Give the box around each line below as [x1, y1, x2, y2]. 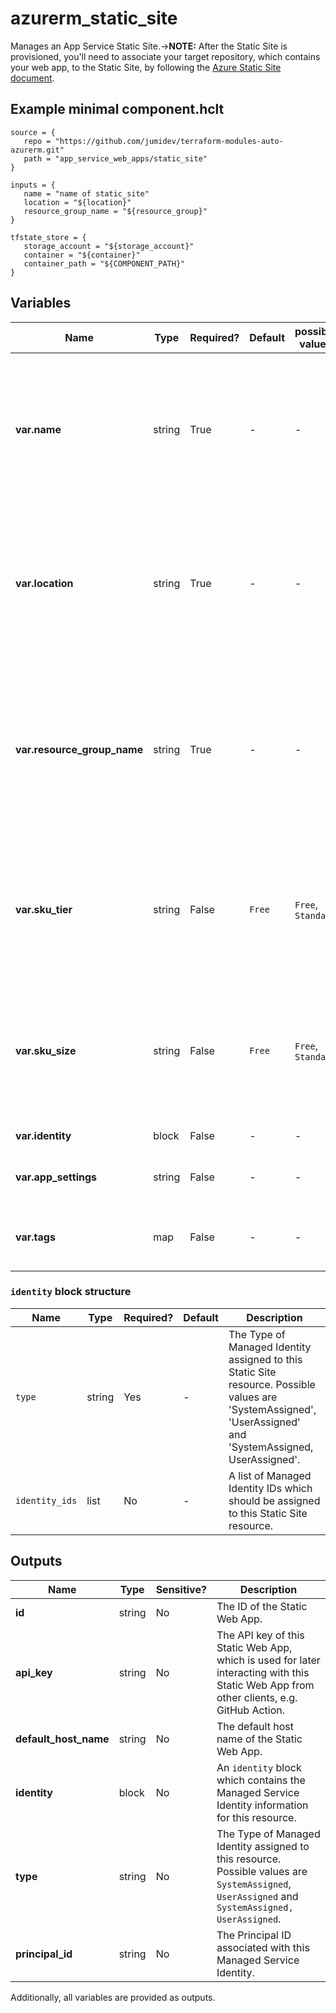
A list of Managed [228, 1468, 312, 1482]
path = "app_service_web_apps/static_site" [23, 153, 208, 164]
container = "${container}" [23, 250, 141, 260]
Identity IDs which [228, 1481, 313, 1495]
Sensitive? [155, 1582, 207, 1596]
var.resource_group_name [15, 742, 144, 756]
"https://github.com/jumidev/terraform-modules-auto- [54, 136, 284, 146]
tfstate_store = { [10, 232, 87, 242]
